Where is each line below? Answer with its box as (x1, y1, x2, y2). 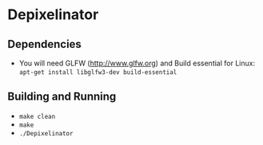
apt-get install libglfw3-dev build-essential (18, 69, 177, 76)
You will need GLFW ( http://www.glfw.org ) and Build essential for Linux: (18, 58, 256, 68)
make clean (18, 112, 56, 120)
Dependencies (7, 37, 82, 51)
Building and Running (7, 90, 117, 104)
